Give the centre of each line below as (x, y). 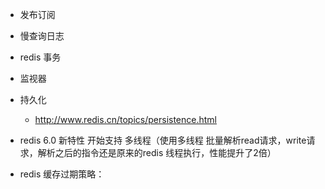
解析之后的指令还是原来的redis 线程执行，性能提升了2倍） (157, 152)
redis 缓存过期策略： (62, 174)
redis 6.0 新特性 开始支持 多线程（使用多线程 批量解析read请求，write (163, 140)
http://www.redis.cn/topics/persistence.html (125, 119)
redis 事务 (40, 57)
